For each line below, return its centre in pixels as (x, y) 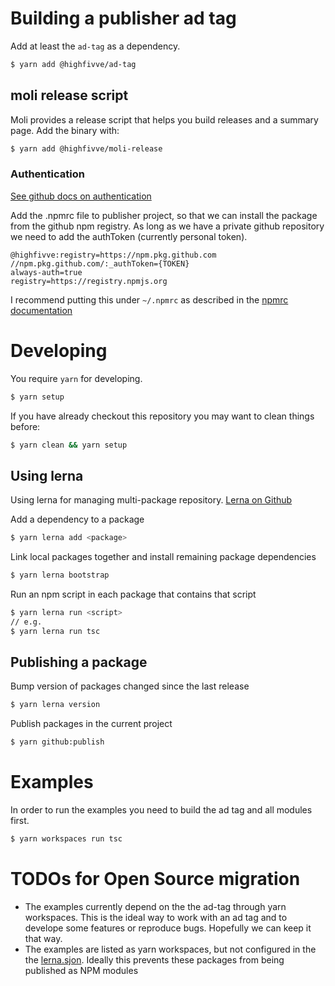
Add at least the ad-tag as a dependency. (95, 46)
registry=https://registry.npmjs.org (89, 281)
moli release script (69, 95)
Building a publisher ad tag (123, 18)
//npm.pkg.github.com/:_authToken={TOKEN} (100, 263)
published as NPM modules (81, 970)
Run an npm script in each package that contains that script (133, 594)
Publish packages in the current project (91, 724)
